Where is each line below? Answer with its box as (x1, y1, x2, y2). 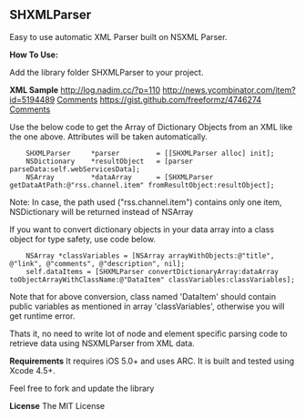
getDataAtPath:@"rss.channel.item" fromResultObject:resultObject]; (9, 180, 275, 189)
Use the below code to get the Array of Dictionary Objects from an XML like (9, 121, 293, 132)
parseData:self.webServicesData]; (9, 164, 141, 174)
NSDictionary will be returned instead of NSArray (9, 206, 194, 217)
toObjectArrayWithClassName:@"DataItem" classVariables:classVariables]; (9, 275, 296, 284)
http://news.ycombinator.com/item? (162, 84, 296, 95)
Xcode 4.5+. (9, 364, 56, 376)
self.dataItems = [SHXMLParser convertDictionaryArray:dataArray (25, 267, 280, 276)
